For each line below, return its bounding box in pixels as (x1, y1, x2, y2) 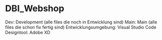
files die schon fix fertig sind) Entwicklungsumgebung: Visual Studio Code (5, 24, 157, 30)
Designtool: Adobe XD (5, 29, 51, 35)
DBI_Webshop (5, 3, 64, 14)
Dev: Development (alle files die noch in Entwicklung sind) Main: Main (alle (5, 19, 158, 25)
